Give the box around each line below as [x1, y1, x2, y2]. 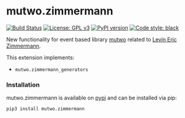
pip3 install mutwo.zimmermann [6, 106, 85, 112]
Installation [6, 80, 40, 88]
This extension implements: [6, 54, 75, 61]
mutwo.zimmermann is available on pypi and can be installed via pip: [6, 95, 177, 102]
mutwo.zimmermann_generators [14, 66, 89, 73]
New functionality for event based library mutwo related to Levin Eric [6, 36, 177, 43]
